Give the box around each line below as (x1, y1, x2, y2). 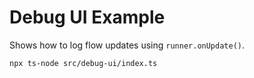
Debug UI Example (9, 6, 166, 29)
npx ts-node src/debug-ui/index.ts (9, 58, 158, 68)
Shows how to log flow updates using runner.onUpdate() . (9, 39, 246, 51)
